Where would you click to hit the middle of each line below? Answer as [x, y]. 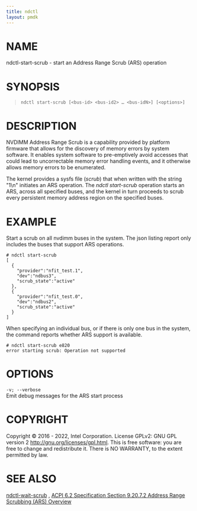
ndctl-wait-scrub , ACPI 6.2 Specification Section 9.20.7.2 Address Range [96, 496]
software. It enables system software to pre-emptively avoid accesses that [97, 155]
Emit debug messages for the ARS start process [64, 396]
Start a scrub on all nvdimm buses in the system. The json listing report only [98, 238]
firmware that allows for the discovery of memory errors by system [88, 149]
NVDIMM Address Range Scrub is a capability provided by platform [88, 142]
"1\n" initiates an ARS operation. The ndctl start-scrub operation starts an [95, 185]
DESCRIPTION [41, 126]
